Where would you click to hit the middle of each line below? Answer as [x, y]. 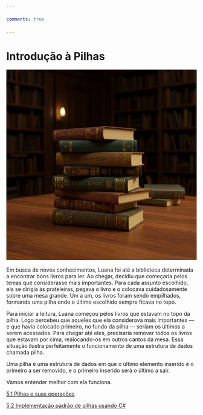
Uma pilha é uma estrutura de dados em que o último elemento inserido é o [100, 364]
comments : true [25, 19]
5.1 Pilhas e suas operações [40, 394]
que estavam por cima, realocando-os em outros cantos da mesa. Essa [95, 339]
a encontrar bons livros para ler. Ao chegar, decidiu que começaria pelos [97, 276]
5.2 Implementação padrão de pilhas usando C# [66, 406]
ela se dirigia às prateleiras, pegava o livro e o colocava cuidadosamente [97, 289]
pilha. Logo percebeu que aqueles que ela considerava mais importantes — [100, 320]
